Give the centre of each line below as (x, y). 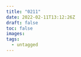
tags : (13, 39)
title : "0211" (24, 12)
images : (16, 34)
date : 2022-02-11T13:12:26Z (41, 17)
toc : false (20, 28)
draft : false (22, 23)
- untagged (25, 45)
